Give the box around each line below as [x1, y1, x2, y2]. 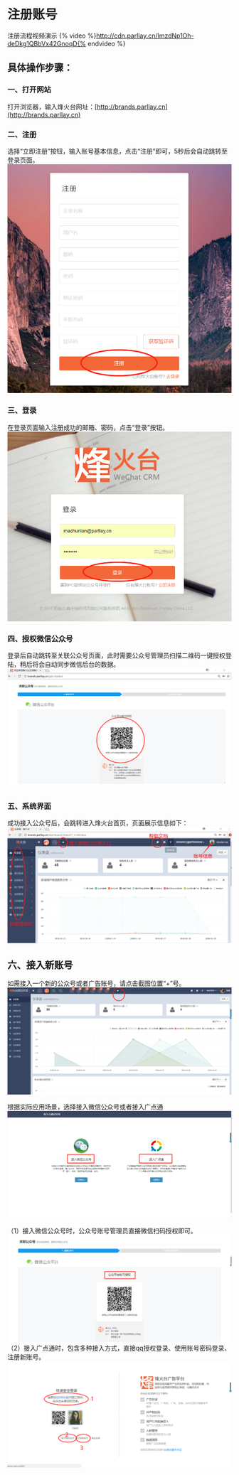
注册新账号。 [7, 1352, 45, 1361]
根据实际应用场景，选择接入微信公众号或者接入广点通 [7, 1103, 164, 1111]
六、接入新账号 [7, 959, 73, 971]
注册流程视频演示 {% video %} [7, 31, 97, 40]
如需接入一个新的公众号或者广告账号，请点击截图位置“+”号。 [7, 979, 186, 988]
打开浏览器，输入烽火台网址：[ [7, 102, 97, 111]
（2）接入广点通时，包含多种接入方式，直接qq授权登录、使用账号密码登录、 [7, 1343, 231, 1352]
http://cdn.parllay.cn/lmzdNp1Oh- [95, 31, 194, 40]
